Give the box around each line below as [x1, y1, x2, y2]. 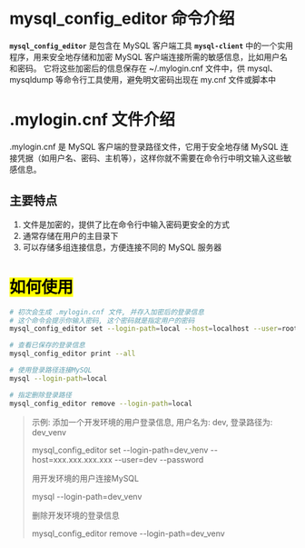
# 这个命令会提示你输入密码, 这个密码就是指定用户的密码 [9, 315, 195, 325]
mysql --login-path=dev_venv [31, 491, 143, 502]
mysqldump [9, 74, 54, 85]
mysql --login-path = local [9, 374, 107, 383]
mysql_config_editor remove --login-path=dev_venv [31, 528, 225, 539]
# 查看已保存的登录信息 [9, 341, 86, 350]
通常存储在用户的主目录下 [22, 230, 119, 241]
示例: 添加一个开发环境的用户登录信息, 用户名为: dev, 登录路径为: [31, 416, 273, 427]
